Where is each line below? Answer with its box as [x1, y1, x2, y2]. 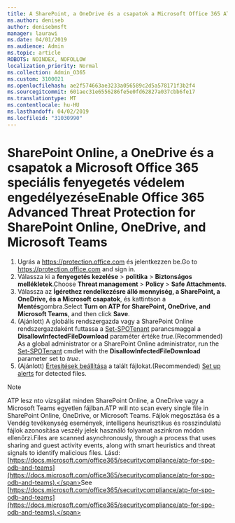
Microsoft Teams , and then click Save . [17, 309, 131, 318]
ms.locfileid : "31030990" [7, 114, 83, 121]
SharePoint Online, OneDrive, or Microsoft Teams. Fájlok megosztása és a [7, 411, 220, 419]
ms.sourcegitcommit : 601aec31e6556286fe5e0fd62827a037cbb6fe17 [7, 88, 196, 95]
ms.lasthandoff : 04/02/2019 [7, 108, 90, 115]
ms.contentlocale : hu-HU [7, 102, 80, 109]
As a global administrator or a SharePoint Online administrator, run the [17, 339, 219, 348]
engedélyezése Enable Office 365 [7, 189, 205, 205]
